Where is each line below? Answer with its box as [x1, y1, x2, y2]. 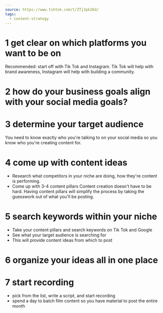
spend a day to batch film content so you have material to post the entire [12, 298, 158, 304]
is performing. [12, 178, 40, 184]
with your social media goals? [5, 96, 128, 107]
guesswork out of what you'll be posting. [12, 194, 94, 200]
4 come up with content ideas [5, 157, 127, 168]
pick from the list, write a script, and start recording [12, 293, 115, 299]
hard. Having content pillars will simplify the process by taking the [12, 189, 145, 195]
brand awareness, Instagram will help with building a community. [5, 69, 135, 75]
